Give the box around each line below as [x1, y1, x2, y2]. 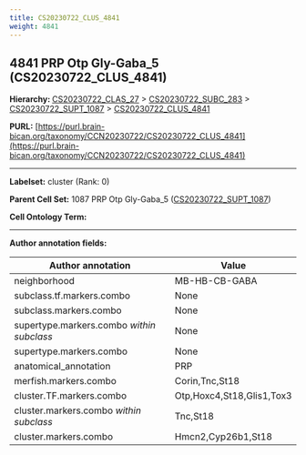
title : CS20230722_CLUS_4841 [9, 13, 120, 23]
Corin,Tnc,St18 [174, 375, 240, 388]
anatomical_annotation [14, 360, 111, 373]
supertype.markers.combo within [14, 319, 157, 332]
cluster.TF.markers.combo [14, 389, 127, 402]
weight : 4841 [9, 22, 59, 31]
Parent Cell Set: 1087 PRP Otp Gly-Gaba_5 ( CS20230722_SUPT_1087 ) [9, 194, 271, 205]
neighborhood [14, 275, 76, 288]
